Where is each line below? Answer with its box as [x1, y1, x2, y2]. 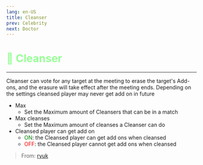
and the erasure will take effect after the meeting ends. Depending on [18, 84, 192, 91]
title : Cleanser [6, 15, 47, 21]
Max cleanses [14, 115, 50, 122]
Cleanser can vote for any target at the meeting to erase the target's [6, 77, 176, 85]
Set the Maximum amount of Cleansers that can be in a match [24, 108, 178, 115]
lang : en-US [6, 8, 36, 15]
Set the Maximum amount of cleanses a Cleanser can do [24, 121, 166, 129]
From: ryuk [21, 152, 48, 160]
